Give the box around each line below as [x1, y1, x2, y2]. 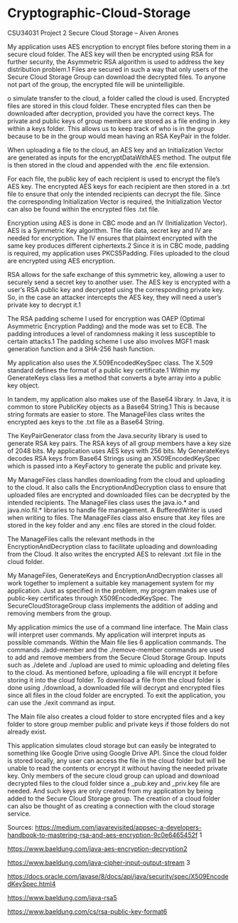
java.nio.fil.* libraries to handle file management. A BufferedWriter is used [7, 506, 222, 514]
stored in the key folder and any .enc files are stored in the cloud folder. [7, 521, 217, 529]
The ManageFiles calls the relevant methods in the [7, 534, 155, 543]
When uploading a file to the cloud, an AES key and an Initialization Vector [7, 145, 224, 154]
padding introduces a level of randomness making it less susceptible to [7, 329, 216, 338]
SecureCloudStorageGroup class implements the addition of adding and [7, 601, 218, 610]
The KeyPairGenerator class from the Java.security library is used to [7, 431, 207, 439]
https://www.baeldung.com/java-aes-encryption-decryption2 [7, 844, 188, 852]
